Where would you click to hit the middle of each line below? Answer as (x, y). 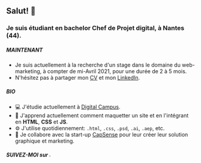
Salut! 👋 (21, 11)
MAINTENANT (25, 50)
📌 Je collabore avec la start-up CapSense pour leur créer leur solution (101, 135)
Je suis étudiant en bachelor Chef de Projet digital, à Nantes (95, 28)
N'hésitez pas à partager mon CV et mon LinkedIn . (77, 78)
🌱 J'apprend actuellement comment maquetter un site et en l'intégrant (102, 116)
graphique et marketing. (45, 141)
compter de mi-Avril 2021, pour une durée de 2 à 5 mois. (117, 71)
